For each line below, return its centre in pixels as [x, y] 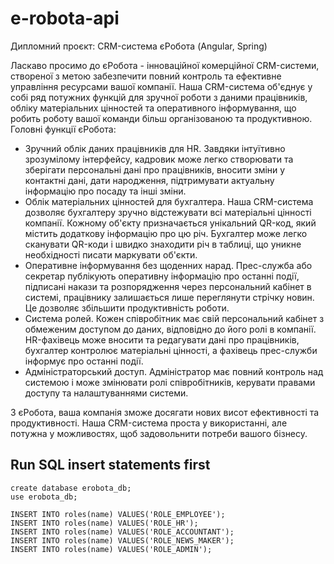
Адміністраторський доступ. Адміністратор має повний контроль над [174, 371]
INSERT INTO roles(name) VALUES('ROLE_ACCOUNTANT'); [122, 532]
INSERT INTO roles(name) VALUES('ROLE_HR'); [104, 523]
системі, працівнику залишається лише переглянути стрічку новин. [169, 297]
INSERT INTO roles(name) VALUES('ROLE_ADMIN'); [111, 549]
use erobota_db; [44, 497]
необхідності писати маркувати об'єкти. [111, 254]
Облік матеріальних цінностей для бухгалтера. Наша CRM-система [169, 201]
